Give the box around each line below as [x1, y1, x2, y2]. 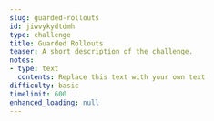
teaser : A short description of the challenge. [9, 47, 194, 56]
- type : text [9, 65, 59, 74]
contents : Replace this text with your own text [17, 73, 206, 82]
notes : [9, 55, 35, 65]
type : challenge [9, 30, 71, 39]
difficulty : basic [9, 81, 79, 90]
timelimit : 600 [9, 89, 67, 98]
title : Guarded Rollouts [9, 38, 104, 48]
